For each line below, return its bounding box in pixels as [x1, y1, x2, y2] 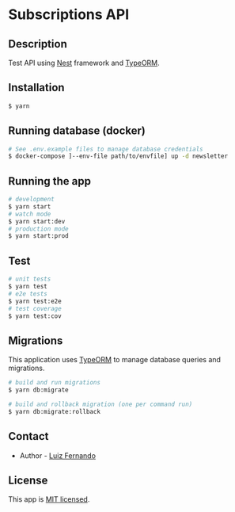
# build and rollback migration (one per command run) [8, 400, 193, 408]
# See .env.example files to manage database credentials [8, 145, 203, 153]
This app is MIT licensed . [8, 495, 90, 504]
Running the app [8, 174, 91, 188]
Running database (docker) [8, 124, 146, 138]
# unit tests [8, 275, 51, 283]
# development [8, 196, 55, 204]
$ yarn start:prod [8, 232, 69, 240]
